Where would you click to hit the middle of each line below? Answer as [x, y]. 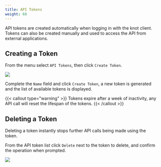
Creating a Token [31, 53]
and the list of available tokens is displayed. [49, 89]
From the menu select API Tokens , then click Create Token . [64, 65]
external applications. [27, 38]
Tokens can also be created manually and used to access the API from [76, 33]
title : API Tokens [24, 9]
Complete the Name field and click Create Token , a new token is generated [78, 84]
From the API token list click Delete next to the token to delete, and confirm [80, 145]
